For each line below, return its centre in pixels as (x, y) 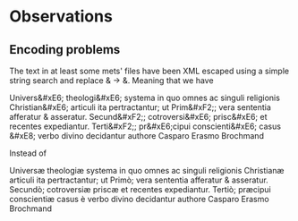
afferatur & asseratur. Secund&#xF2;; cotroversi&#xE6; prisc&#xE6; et (138, 117)
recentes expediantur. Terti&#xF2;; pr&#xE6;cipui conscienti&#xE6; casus (145, 126)
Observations (61, 17)
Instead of (28, 153)
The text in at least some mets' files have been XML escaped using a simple (149, 71)
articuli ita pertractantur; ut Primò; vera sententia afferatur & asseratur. (139, 180)
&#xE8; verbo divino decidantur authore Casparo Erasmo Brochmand (136, 136)
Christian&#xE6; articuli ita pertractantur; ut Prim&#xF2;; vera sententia (140, 107)
